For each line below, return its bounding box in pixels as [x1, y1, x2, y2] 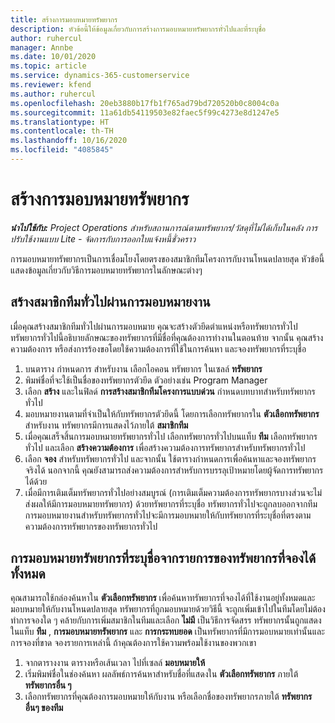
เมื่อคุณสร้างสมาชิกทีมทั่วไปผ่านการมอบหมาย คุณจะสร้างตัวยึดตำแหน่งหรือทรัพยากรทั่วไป [10, 320, 298, 332]
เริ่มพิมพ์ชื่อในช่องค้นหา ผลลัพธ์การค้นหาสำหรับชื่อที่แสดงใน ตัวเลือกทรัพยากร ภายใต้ [24, 668, 299, 680]
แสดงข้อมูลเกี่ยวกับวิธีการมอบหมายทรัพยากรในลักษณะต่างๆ [10, 264, 203, 276]
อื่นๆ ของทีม [24, 702, 64, 714]
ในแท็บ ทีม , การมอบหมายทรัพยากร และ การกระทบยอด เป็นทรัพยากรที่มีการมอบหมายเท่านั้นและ [10, 626, 325, 638]
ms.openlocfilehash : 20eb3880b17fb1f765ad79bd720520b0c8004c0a [10, 98, 280, 108]
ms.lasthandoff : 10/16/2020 [10, 136, 128, 146]
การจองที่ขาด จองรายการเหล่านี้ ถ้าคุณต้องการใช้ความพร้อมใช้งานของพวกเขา [10, 637, 257, 649]
